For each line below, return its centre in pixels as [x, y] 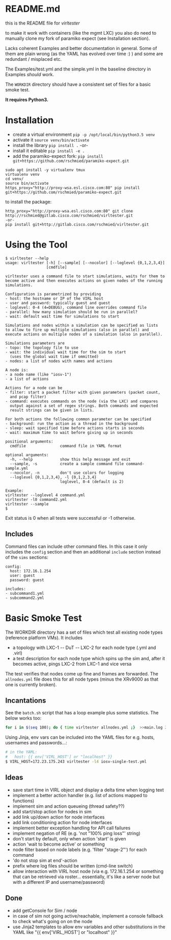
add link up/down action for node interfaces [59, 817]
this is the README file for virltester [42, 23]
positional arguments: [29, 441]
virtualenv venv [22, 174]
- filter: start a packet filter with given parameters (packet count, [83, 392]
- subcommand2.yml [25, 598]
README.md [33, 9]
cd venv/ [15, 179]
